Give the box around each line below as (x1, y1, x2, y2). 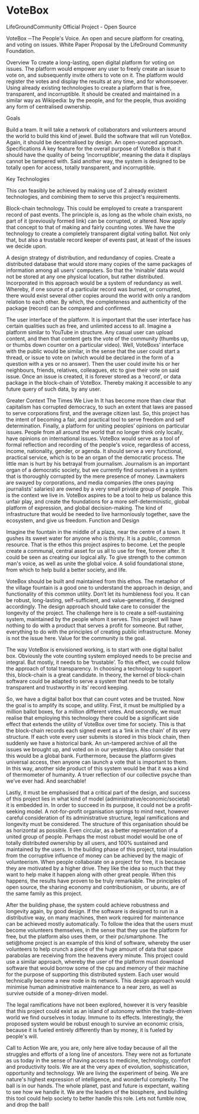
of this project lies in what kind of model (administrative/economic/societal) (6, 795, 191, 802)
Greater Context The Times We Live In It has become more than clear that (6, 397, 187, 404)
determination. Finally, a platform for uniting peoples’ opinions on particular (6, 422, 190, 429)
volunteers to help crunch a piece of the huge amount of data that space (6, 945, 184, 952)
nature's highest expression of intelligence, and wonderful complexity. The (6, 1075, 188, 1083)
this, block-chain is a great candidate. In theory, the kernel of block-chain (6, 671, 185, 678)
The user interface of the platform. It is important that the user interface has (6, 316, 191, 323)
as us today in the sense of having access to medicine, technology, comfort (6, 1056, 191, 1064)
